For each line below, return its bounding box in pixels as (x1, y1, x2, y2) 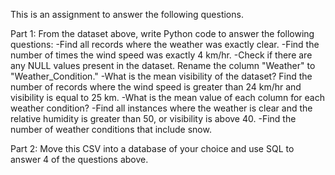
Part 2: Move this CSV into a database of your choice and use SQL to (10, 143, 295, 154)
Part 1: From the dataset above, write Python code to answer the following (10, 28, 315, 39)
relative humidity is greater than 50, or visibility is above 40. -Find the (10, 113, 297, 124)
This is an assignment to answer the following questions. (10, 9, 244, 20)
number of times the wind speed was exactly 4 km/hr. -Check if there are (10, 49, 313, 61)
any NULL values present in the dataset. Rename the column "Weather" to (10, 60, 316, 71)
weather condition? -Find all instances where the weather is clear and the (10, 102, 313, 114)
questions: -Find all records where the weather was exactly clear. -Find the (10, 39, 320, 50)
